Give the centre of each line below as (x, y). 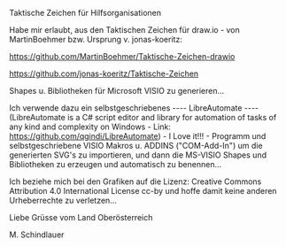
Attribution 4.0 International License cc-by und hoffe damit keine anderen (143, 191)
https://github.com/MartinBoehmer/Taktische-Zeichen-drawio (122, 56)
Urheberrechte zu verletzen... (63, 200)
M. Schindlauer (37, 235)
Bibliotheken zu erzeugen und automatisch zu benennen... (116, 164)
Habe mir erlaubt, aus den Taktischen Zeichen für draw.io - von (125, 30)
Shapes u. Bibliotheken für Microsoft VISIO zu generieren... (117, 91)
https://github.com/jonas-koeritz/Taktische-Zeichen (104, 73)
